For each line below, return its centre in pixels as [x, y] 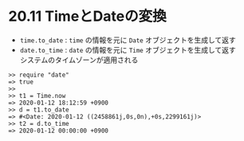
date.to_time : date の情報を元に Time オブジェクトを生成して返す [128, 49]
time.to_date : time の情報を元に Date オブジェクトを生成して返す [128, 40]
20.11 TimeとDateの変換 [87, 16]
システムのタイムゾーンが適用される [79, 60]
